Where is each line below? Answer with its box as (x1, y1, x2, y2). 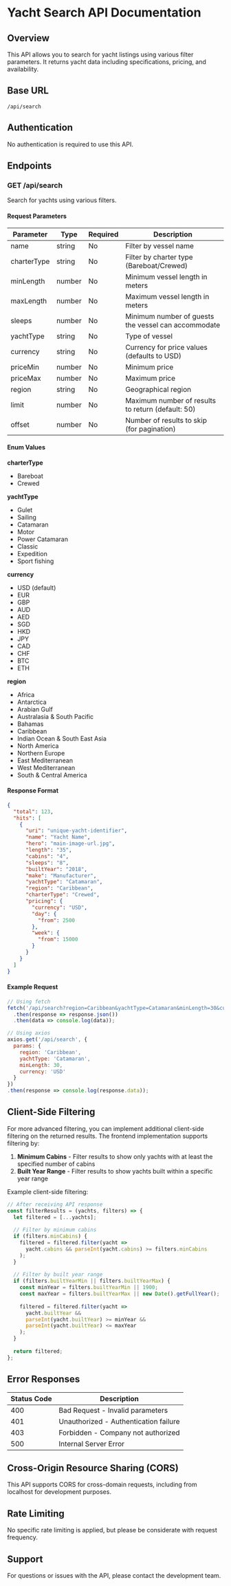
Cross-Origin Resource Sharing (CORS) (7, 1462, 179, 1474)
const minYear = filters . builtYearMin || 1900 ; (19, 1284, 158, 1291)
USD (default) (16, 583, 56, 592)
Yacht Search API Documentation (7, 5, 201, 21)
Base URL (7, 85, 49, 97)
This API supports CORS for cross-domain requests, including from (7, 1480, 197, 1489)
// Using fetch (7, 998, 51, 1005)
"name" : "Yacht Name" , (25, 834, 91, 841)
